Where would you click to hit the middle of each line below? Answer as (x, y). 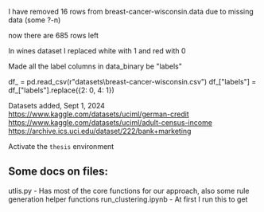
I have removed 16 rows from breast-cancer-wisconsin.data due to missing (131, 12)
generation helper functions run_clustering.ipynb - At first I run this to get (128, 199)
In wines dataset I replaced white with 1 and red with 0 (97, 51)
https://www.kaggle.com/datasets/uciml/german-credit (99, 114)
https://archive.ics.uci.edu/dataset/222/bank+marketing (100, 131)
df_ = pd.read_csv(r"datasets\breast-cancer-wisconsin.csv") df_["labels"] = (132, 82)
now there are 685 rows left (54, 35)
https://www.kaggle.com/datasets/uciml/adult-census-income (111, 122)
